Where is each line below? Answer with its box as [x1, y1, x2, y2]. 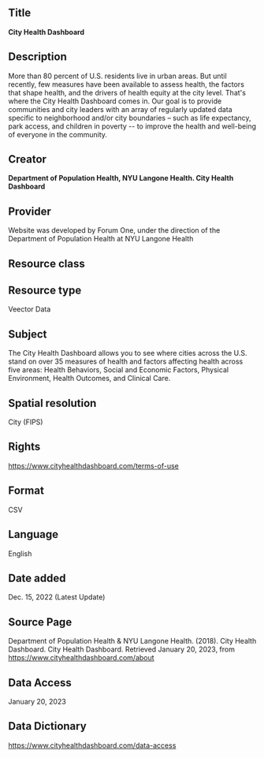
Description [8, 50, 67, 64]
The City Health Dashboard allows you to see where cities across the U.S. [8, 349, 247, 358]
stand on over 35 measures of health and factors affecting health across [8, 357, 244, 366]
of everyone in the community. [8, 129, 108, 139]
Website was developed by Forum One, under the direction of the [8, 226, 221, 235]
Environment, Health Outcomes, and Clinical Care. [8, 374, 171, 383]
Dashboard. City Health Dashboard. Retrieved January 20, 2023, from [8, 644, 235, 654]
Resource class [8, 256, 85, 271]
